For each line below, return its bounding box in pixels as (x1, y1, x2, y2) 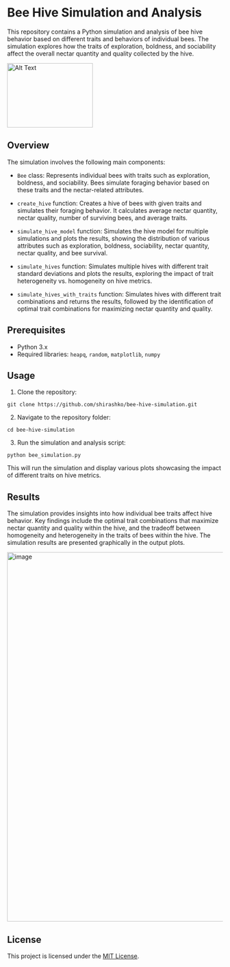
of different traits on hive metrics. (7, 471, 101, 480)
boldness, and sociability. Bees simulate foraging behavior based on (16, 178, 210, 187)
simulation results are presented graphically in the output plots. (7, 539, 186, 547)
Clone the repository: (16, 388, 77, 396)
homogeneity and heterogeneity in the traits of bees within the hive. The (7, 531, 211, 539)
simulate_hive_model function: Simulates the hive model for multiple (16, 226, 209, 235)
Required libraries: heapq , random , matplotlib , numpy (16, 350, 161, 358)
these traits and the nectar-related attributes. (16, 185, 144, 194)
